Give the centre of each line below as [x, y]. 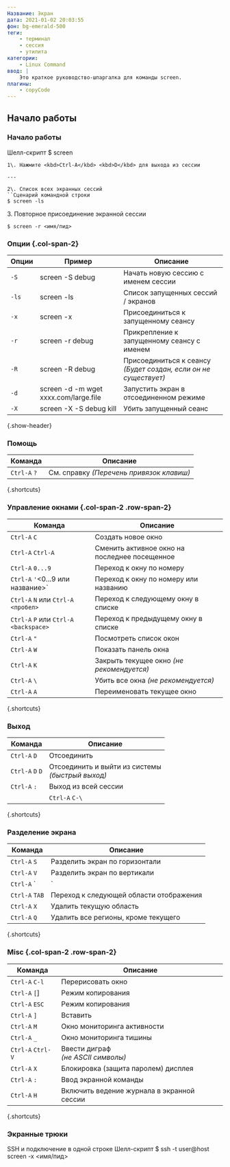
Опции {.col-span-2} [43, 243]
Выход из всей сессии [86, 786]
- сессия [32, 45]
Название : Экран [30, 13]
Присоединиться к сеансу [167, 361]
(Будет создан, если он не [167, 370]
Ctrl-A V [24, 873]
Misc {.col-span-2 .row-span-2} [62, 952]
